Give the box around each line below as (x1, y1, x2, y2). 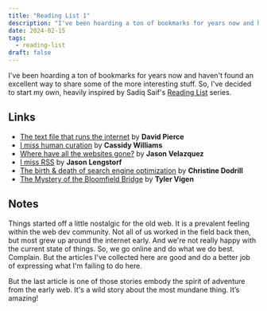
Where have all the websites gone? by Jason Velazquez (19, 148, 204, 158)
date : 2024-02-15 (8, 26, 66, 34)
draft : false (8, 49, 52, 57)
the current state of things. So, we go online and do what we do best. (8, 244, 235, 254)
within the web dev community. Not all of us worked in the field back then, (8, 226, 252, 236)
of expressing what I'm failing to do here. (8, 261, 143, 270)
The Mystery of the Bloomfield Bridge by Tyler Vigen (19, 174, 195, 183)
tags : (8, 33, 26, 42)
